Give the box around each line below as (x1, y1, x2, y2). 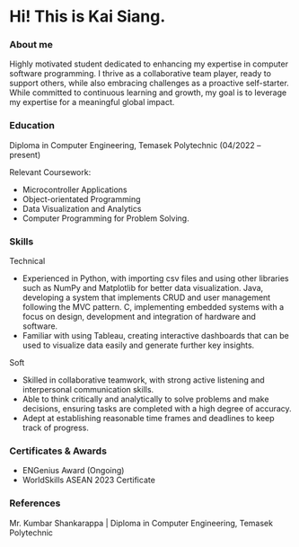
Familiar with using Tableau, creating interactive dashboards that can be (22, 331, 290, 341)
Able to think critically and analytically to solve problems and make (22, 393, 269, 405)
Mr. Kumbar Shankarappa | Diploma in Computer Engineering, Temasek (9, 517, 274, 528)
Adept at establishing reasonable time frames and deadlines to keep (22, 413, 276, 424)
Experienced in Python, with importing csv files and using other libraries (22, 273, 289, 284)
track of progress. (22, 422, 90, 433)
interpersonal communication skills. (22, 384, 154, 395)
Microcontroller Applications (22, 184, 128, 195)
